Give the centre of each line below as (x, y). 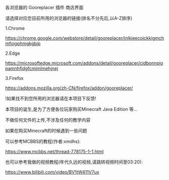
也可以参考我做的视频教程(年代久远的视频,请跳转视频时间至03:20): (74, 162)
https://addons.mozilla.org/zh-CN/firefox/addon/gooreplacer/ (69, 88)
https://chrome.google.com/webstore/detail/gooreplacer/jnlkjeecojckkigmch (84, 38)
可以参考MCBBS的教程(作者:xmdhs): (43, 141)
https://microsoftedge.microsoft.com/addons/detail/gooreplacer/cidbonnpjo (84, 63)
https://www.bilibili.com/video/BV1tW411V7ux (52, 172)
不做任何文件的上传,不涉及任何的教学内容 (48, 120)
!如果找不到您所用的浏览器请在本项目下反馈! (51, 98)
